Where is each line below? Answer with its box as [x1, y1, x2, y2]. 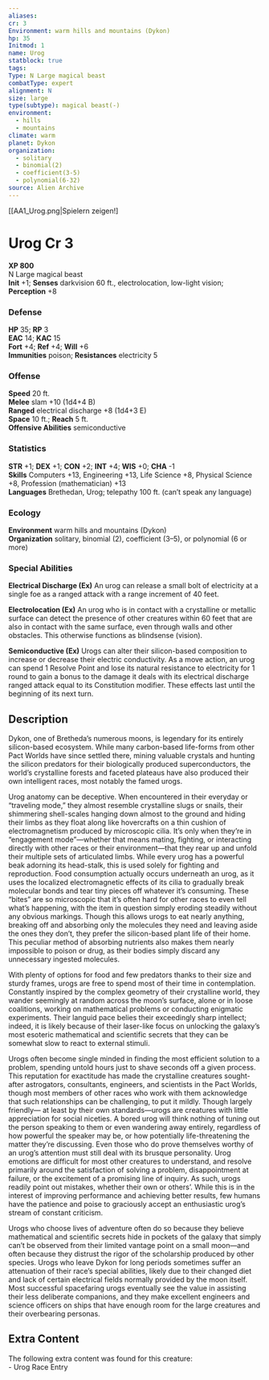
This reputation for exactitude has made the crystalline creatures [8, 1071, 223, 1081]
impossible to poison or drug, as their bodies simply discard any [8, 945, 221, 955]
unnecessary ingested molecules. [8, 954, 120, 964]
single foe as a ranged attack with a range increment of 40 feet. [8, 589, 219, 599]
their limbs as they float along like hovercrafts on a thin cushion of [8, 818, 226, 827]
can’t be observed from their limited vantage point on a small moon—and [8, 1240, 251, 1250]
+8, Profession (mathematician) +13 [8, 478, 127, 488]
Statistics [8, 443, 47, 455]
